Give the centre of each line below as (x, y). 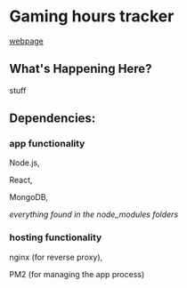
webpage (27, 41)
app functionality (47, 144)
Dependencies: (53, 119)
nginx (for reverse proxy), (56, 257)
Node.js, (24, 163)
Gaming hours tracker (92, 16)
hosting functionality (56, 237)
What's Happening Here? (81, 69)
